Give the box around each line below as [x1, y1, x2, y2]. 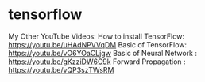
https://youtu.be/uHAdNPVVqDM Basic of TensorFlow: [8, 39, 188, 49]
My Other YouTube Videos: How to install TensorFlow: [8, 32, 185, 41]
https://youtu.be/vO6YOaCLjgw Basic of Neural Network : [8, 48, 197, 58]
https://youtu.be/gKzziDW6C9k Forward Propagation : [8, 57, 186, 66]
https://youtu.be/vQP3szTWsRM [8, 65, 114, 74]
